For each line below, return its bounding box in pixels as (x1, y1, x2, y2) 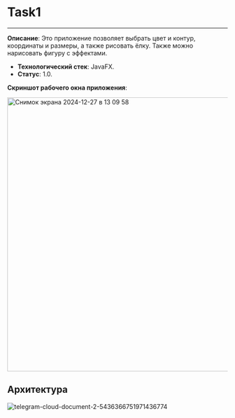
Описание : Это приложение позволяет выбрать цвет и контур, (7, 34, 196, 42)
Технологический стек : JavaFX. (17, 62, 115, 71)
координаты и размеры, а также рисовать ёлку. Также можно (7, 41, 194, 50)
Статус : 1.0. (17, 69, 52, 78)
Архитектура (7, 384, 69, 396)
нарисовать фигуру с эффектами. (7, 48, 108, 57)
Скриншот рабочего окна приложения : (7, 83, 128, 92)
